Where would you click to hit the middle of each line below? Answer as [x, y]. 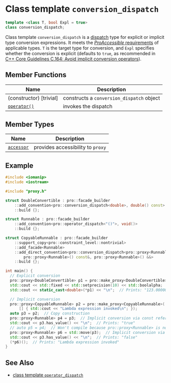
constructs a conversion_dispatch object [111, 98]
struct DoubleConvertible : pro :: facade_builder [58, 200]
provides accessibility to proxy [70, 147]
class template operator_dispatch [48, 375]
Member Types [30, 124]
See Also [20, 363]
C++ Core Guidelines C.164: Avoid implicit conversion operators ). [73, 59]
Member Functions [36, 75]
